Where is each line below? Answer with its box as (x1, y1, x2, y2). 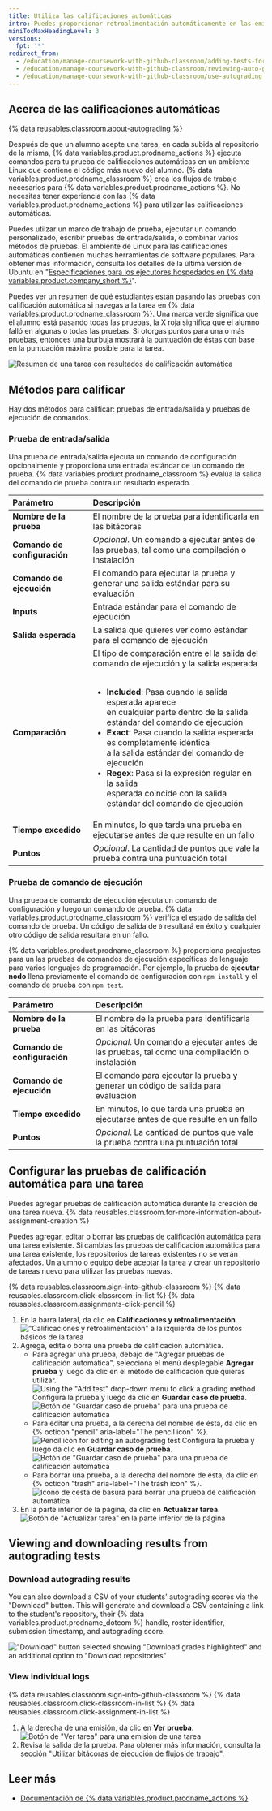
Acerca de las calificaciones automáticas (8, 102, 221, 116)
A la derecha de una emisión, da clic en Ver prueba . (19, 1723, 194, 1732)
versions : (8, 34, 42, 43)
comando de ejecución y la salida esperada (92, 658, 258, 669)
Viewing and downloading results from (8, 1537, 208, 1550)
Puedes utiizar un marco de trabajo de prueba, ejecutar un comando (8, 224, 236, 234)
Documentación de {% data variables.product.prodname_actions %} (19, 1793, 249, 1803)
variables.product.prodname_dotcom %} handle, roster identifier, (8, 1618, 225, 1628)
